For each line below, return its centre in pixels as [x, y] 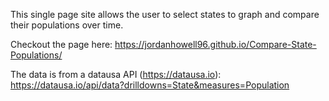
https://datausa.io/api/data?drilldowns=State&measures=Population [150, 85]
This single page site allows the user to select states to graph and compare [165, 14]
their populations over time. [67, 25]
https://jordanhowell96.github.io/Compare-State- [215, 44]
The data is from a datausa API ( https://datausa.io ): [116, 74]
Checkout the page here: [61, 44]
